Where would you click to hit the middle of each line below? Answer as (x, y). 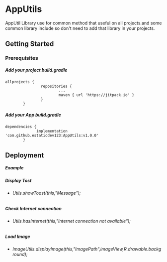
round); (20, 254)
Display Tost (18, 180)
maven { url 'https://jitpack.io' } (96, 95)
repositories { (56, 86)
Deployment (25, 155)
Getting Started (30, 44)
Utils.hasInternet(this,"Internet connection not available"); (71, 221)
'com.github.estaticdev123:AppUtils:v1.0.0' (52, 135)
